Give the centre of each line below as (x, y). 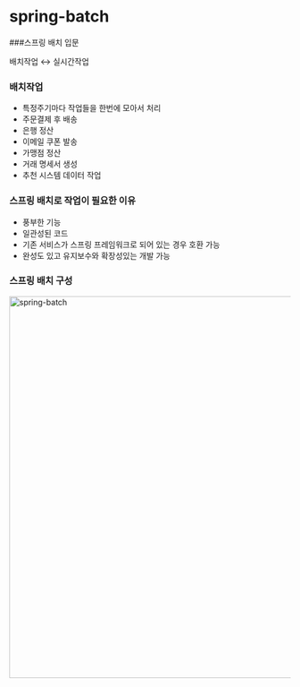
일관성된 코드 (45, 233)
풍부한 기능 (42, 222)
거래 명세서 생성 (50, 164)
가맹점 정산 (42, 153)
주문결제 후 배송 (50, 119)
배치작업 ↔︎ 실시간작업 (49, 61)
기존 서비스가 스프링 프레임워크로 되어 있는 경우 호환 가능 (121, 245)
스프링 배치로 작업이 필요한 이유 (73, 201)
